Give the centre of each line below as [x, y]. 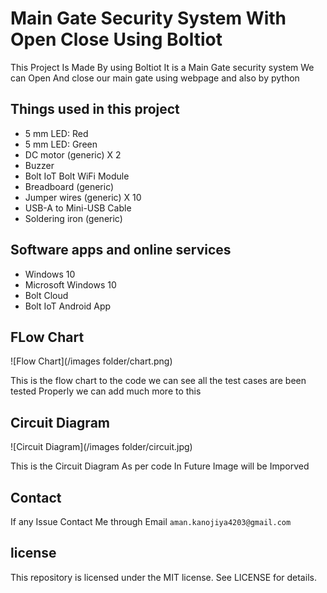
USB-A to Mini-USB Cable [78, 208]
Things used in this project [95, 109]
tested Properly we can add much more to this [106, 391]
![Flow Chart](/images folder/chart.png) [91, 361]
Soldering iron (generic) [73, 218]
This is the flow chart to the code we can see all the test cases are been [158, 381]
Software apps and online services [121, 250]
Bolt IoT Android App [68, 306]
